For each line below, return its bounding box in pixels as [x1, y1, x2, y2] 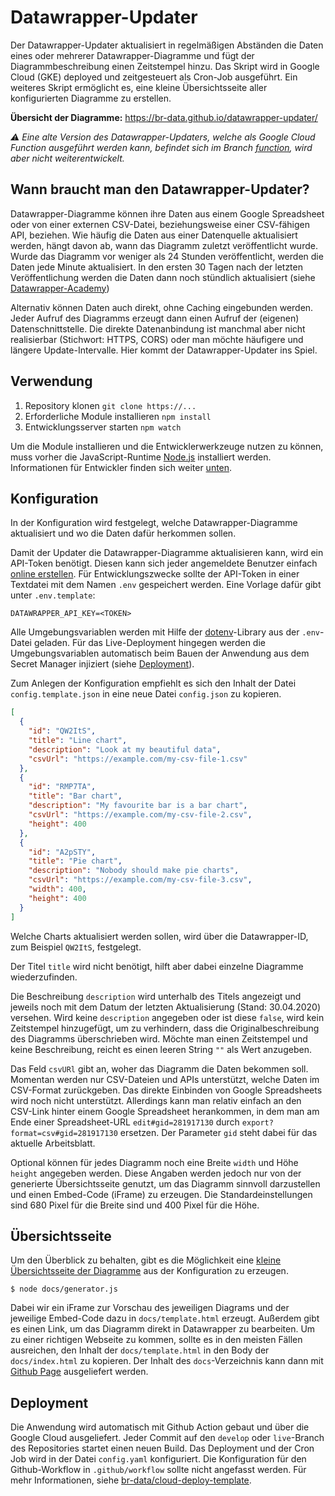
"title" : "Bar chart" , [28, 791, 123, 801]
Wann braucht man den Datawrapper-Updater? [10, 181, 310, 198]
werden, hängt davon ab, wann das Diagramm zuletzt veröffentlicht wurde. [10, 239, 318, 251]
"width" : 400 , [28, 884, 87, 894]
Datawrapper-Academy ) [10, 282, 110, 294]
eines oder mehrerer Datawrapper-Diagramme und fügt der [10, 49, 255, 61]
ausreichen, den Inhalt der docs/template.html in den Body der [10, 1344, 270, 1356]
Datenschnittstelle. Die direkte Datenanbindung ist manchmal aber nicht [10, 322, 306, 335]
